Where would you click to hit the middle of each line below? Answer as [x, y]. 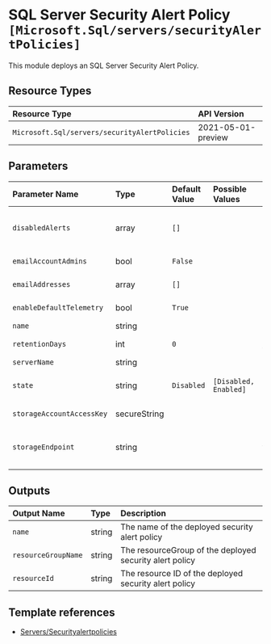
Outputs [29, 490]
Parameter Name [46, 194]
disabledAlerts [42, 227]
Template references [62, 612]
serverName [33, 362]
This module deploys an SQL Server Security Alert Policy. [104, 65]
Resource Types [50, 91]
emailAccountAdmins [50, 261]
